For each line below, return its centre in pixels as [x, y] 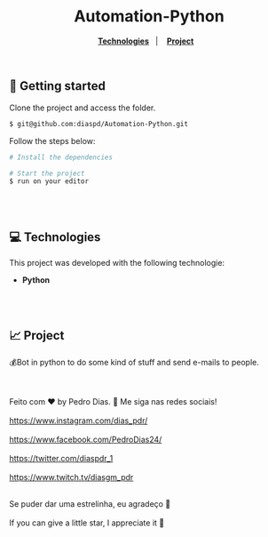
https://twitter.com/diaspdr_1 [61, 458]
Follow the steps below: [52, 140]
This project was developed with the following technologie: [117, 263]
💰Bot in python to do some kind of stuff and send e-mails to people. [134, 362]
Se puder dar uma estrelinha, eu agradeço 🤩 [90, 503]
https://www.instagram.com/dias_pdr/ [79, 421]
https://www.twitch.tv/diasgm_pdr [71, 477]
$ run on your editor [49, 181]
